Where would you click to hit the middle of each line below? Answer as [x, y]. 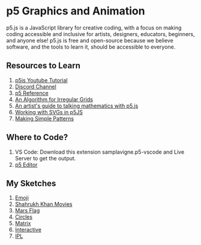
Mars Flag [27, 211]
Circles [24, 217]
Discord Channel [36, 86]
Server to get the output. [45, 158]
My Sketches [31, 183]
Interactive [28, 230]
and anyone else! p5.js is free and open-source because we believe [90, 40]
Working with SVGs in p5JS [49, 112]
